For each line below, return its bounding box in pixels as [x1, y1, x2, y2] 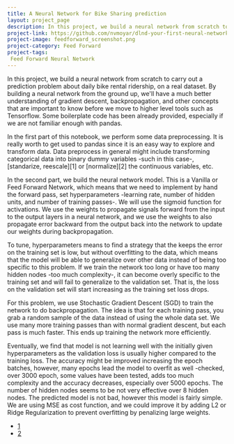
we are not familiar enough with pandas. [7, 119, 123, 127]
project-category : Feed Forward [7, 42, 101, 49]
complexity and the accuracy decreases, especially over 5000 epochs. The [7, 379, 224, 387]
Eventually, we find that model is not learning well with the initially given [7, 342, 213, 350]
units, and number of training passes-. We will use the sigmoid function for [7, 198, 221, 206]
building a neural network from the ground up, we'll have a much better [7, 89, 212, 97]
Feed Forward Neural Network [10, 56, 95, 63]
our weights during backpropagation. [7, 227, 114, 235]
